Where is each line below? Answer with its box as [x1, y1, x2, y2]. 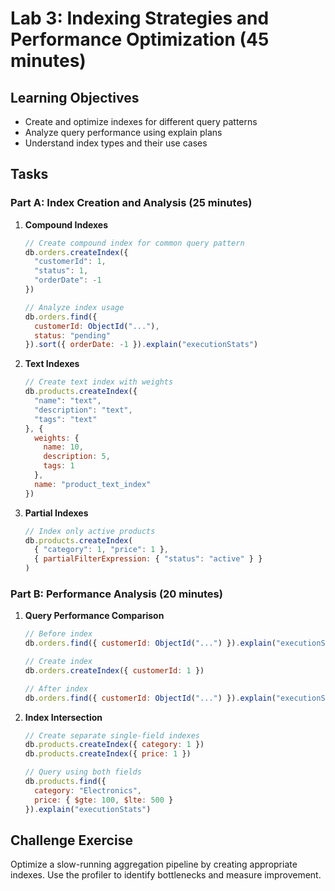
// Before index [24, 629, 93, 639]
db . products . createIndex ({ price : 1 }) [24, 749, 192, 759]
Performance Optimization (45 [10, 28, 270, 51]
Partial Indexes [24, 507, 89, 519]
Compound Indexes [24, 218, 109, 231]
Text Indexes [24, 358, 80, 370]
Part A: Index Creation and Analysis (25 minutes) [10, 196, 253, 210]
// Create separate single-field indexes [24, 730, 200, 741]
